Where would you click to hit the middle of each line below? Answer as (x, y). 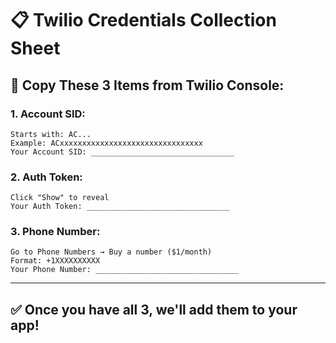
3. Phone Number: (55, 232)
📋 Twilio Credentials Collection (143, 20)
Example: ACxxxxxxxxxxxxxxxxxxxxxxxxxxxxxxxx (106, 143)
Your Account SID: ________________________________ (122, 152)
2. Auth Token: (46, 177)
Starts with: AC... (51, 134)
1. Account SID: (48, 114)
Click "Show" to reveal (60, 198)
